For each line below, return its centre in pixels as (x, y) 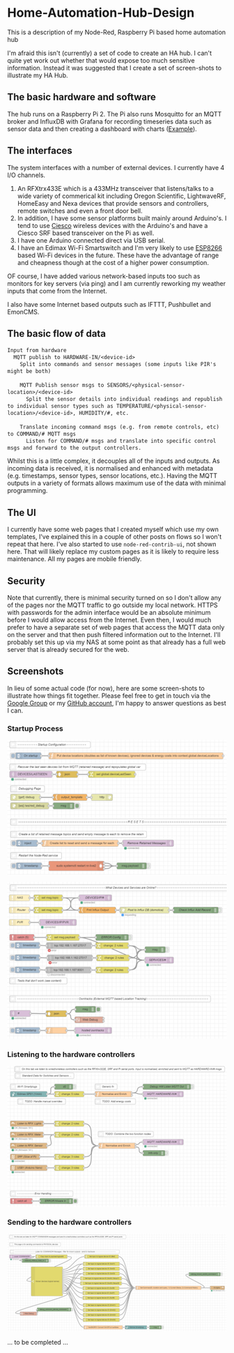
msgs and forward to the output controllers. (74, 448)
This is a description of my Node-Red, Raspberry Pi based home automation (117, 32)
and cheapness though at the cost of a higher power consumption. (113, 262)
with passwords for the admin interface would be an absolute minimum (109, 612)
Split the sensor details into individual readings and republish (124, 399)
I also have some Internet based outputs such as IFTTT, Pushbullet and (109, 304)
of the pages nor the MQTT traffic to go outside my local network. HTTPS (112, 605)
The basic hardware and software (82, 97)
